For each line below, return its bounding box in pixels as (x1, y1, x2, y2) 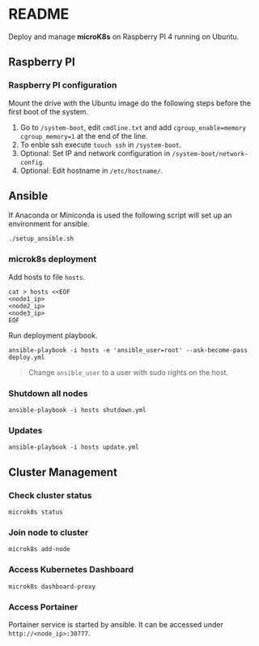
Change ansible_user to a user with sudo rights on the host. (28, 367, 229, 377)
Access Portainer (8, 601, 79, 613)
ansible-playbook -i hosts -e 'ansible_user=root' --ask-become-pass (8, 346, 248, 354)
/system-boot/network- (172, 149, 248, 158)
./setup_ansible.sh (8, 235, 74, 243)
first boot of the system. (8, 106, 89, 116)
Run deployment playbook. (8, 330, 99, 340)
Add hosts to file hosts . (8, 272, 86, 282)
